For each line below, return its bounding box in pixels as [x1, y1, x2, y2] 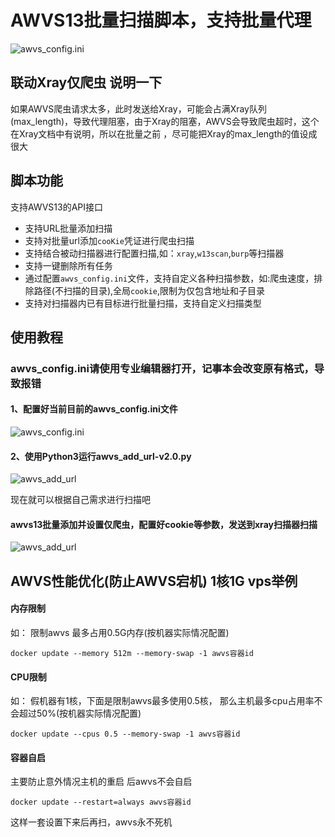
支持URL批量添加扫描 [24, 222, 113, 234]
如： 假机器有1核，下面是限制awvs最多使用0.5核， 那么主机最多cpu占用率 [10, 695, 315, 707]
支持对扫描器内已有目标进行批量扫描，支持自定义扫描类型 [24, 297, 262, 309]
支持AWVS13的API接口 [10, 201, 104, 213]
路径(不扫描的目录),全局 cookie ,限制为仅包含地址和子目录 [33, 284, 266, 296]
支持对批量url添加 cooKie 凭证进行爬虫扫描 [24, 234, 195, 246]
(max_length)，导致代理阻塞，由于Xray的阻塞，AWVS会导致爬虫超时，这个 [10, 115, 320, 127]
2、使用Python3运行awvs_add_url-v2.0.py [10, 450, 192, 462]
